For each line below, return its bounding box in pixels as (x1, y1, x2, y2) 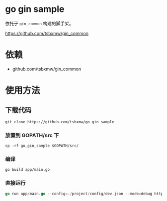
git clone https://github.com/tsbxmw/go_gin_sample (5, 119, 114, 124)
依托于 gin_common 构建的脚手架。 (5, 20, 74, 26)
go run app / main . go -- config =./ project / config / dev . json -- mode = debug (5, 191, 153, 196)
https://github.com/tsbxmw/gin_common (5, 30, 88, 36)
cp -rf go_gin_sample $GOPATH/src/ (5, 144, 79, 149)
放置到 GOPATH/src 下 (5, 132, 59, 139)
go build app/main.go (5, 167, 50, 172)
